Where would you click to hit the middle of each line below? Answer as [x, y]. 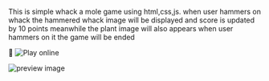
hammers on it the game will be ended [71, 37]
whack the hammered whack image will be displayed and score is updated [132, 20]
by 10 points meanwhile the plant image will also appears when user [121, 28]
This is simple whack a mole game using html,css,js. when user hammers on [135, 12]
